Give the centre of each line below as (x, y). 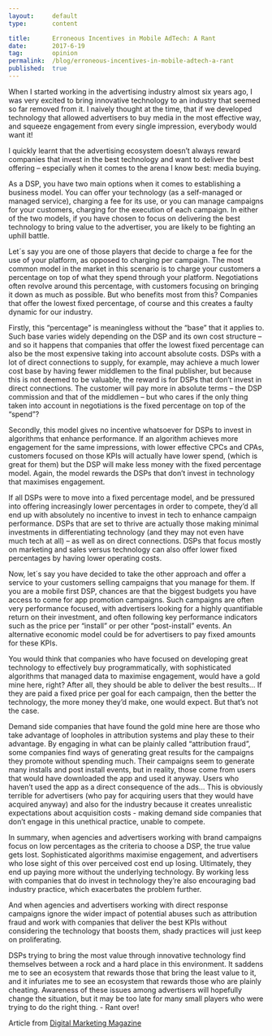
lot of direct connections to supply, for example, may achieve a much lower (134, 362)
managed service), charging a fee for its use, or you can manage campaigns (136, 201)
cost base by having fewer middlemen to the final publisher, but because (130, 370)
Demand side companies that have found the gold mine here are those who (134, 726)
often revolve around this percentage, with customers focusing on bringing (134, 286)
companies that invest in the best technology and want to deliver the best (131, 159)
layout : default (43, 16)
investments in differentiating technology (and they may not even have (126, 532)
